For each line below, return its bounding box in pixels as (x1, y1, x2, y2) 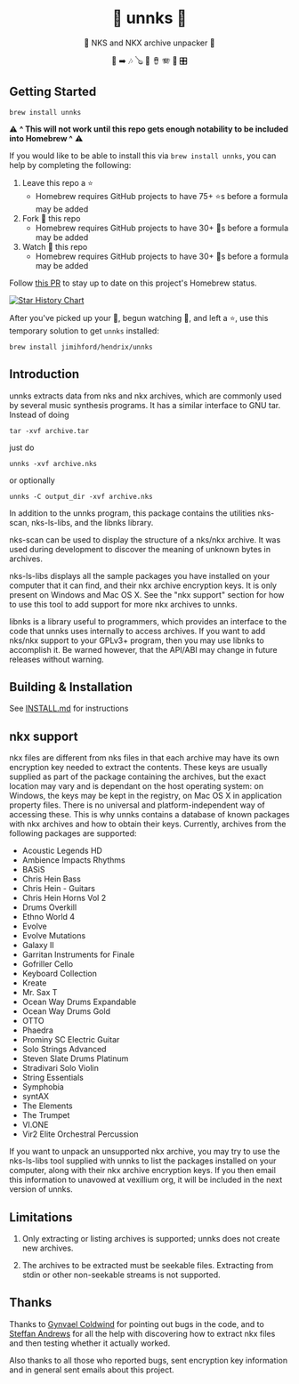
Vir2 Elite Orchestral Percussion (21, 1129, 140, 1139)
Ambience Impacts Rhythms (21, 855, 126, 865)
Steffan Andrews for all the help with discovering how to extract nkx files (9, 1328, 276, 1339)
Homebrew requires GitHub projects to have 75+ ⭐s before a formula (35, 190, 288, 201)
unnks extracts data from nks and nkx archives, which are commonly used (9, 390, 282, 401)
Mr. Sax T (21, 987, 58, 998)
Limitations (9, 1210, 73, 1225)
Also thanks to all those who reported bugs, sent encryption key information (9, 1355, 287, 1365)
